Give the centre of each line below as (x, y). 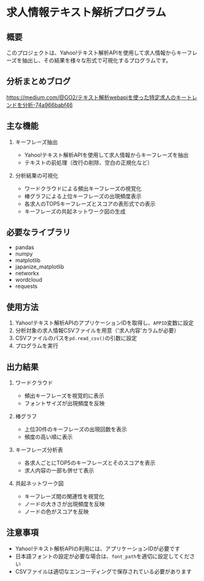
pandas (25, 247)
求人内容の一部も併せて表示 (59, 471)
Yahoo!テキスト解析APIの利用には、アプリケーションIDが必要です (97, 548)
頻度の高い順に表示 (49, 437)
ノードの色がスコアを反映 (56, 512)
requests (26, 286)
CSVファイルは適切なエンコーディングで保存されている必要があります (104, 571)
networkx (27, 273)
